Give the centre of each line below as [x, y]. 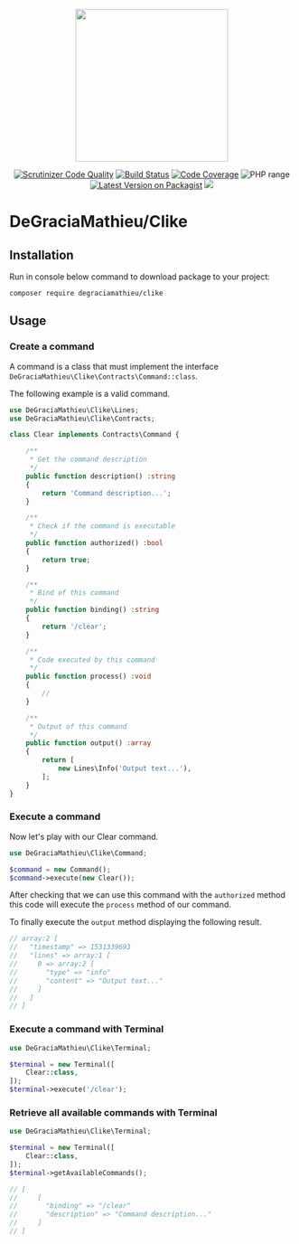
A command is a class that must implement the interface [114, 366]
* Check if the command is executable [103, 526]
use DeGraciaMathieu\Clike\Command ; [78, 853]
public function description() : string [101, 476]
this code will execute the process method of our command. [121, 905]
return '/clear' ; [74, 627]
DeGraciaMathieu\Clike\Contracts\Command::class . [104, 376]
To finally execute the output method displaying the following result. [135, 922]
